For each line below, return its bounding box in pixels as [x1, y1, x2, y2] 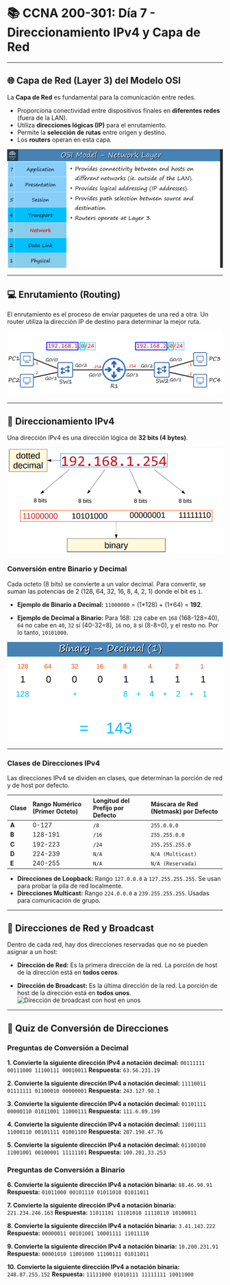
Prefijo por [92, 803, 125, 812]
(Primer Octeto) [32, 808, 79, 816]
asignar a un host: [7, 948, 58, 956]
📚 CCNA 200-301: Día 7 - [7, 5, 156, 21]
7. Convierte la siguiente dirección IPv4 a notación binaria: [7, 1201, 177, 1210]
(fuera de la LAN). [16, 114, 68, 122]
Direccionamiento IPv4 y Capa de [7, 25, 201, 40]
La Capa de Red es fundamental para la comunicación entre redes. [7, 93, 196, 101]
